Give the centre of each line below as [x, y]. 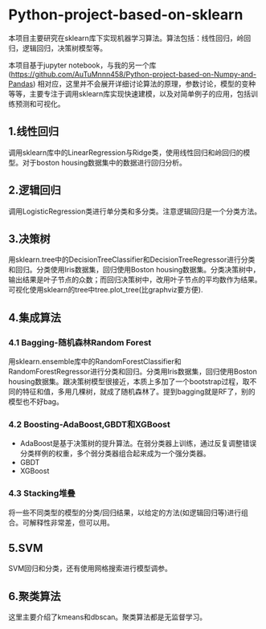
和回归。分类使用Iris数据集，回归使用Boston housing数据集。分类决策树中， [134, 270]
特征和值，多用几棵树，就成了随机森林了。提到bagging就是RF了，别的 [139, 392]
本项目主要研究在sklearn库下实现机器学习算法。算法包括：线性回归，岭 [126, 38]
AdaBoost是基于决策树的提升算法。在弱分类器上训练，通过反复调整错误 [138, 443]
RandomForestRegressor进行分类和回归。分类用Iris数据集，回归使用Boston [133, 372]
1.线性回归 [34, 131]
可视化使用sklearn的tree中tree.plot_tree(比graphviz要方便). [106, 290]
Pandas [21, 84]
